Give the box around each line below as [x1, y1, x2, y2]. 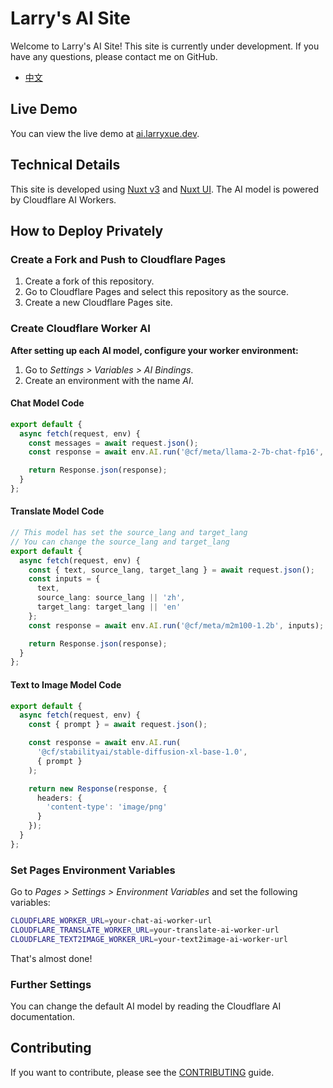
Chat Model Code [10, 397, 85, 409]
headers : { [36, 793, 83, 803]
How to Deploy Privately [10, 222, 164, 239]
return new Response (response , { [28, 783, 168, 794]
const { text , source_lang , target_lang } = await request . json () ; [28, 565, 315, 575]
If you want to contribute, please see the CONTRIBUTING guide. [10, 1066, 275, 1078]
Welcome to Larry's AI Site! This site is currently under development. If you [10, 40, 320, 52]
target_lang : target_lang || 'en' [36, 602, 182, 612]
